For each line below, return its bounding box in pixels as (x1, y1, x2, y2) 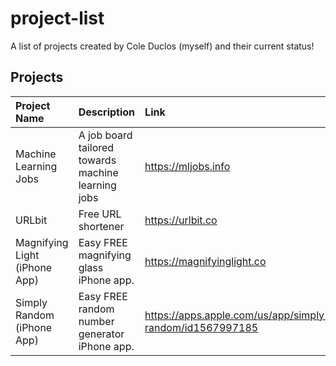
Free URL (78, 207, 122, 221)
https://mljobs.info (144, 159, 231, 173)
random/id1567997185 (144, 320, 259, 334)
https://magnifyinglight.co (144, 254, 267, 268)
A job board (78, 128, 133, 142)
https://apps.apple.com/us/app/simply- (144, 308, 332, 322)
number (78, 314, 115, 328)
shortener (78, 219, 125, 233)
